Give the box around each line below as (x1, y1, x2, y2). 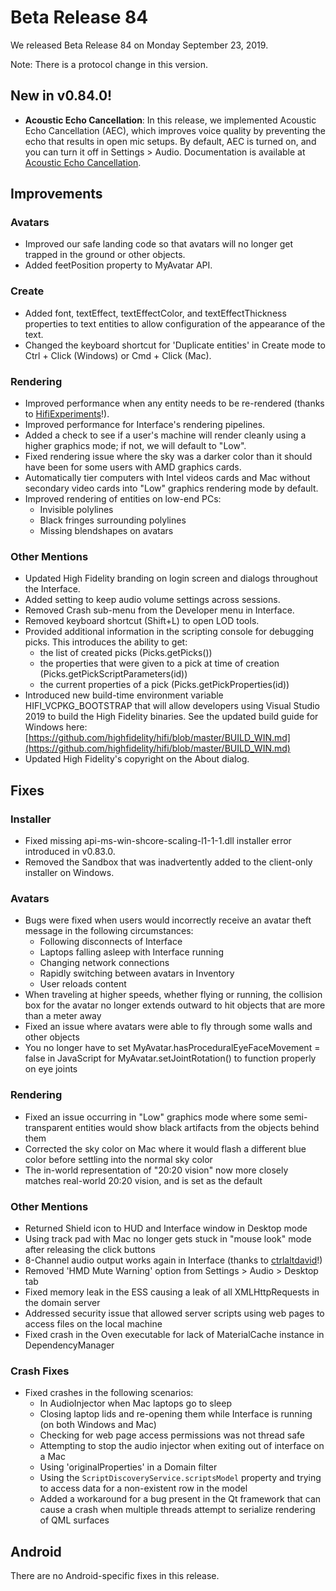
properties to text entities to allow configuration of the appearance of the (24, 317, 326, 330)
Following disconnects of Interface (39, 936, 183, 948)
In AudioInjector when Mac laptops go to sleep (39, 1397, 232, 1410)
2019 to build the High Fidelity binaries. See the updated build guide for (24, 711, 319, 723)
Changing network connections (39, 957, 170, 969)
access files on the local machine (24, 1317, 163, 1330)
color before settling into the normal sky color (24, 1153, 213, 1165)
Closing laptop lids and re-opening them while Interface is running (39, 1408, 313, 1420)
